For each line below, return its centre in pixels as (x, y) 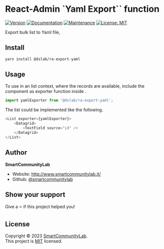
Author (16, 153)
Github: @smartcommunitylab (42, 179)
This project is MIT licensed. (34, 241)
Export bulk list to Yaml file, (33, 32)
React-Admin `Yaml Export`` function (82, 9)
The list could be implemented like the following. (54, 110)
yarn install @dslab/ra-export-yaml (43, 59)
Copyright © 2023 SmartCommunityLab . (46, 236)
